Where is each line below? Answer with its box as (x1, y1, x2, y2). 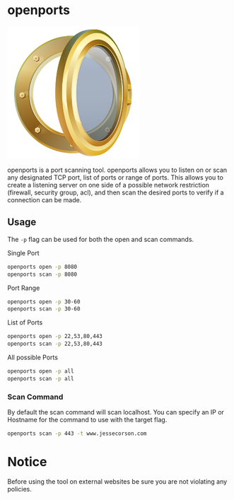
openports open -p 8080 (7, 263, 78, 270)
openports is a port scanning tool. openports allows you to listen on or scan (7, 165, 228, 174)
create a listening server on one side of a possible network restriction (7, 180, 210, 189)
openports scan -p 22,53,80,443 (7, 340, 103, 348)
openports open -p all (7, 368, 74, 375)
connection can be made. (7, 195, 82, 204)
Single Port (7, 248, 40, 257)
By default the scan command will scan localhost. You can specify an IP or (7, 408, 225, 417)
